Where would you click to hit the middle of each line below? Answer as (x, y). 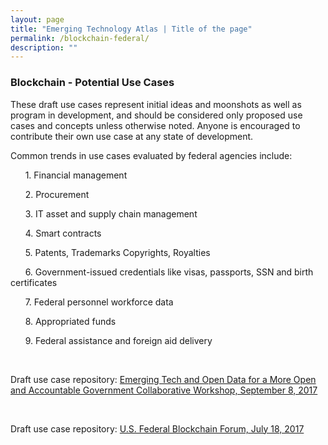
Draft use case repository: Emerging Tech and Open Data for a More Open (163, 379)
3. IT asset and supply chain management (111, 213)
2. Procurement (57, 194)
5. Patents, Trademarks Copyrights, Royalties (117, 252)
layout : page (37, 19)
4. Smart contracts (63, 233)
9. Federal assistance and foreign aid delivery (118, 340)
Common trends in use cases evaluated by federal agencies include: (151, 155)
